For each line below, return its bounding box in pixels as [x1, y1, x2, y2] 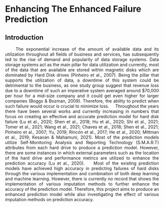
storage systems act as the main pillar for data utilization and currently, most [5, 62, 159, 67]
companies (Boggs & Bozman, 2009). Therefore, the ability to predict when [5, 98, 159, 103]
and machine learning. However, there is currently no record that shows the [5, 176, 159, 182]
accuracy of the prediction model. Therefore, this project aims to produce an [5, 186, 159, 192]
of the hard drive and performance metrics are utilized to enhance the [5, 155, 159, 161]
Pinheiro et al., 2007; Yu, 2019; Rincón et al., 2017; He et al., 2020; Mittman [5, 129, 159, 135]
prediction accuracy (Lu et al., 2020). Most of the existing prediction [5, 160, 159, 166]
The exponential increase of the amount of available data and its [15, 46, 159, 52]
